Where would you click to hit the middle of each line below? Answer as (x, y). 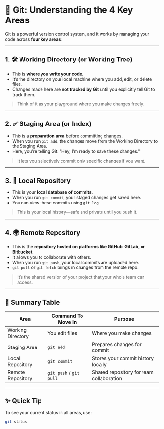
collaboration (107, 378)
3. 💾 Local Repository (38, 180)
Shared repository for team (123, 372)
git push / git (63, 373)
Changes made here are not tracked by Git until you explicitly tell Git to (83, 89)
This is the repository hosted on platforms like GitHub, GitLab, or (78, 247)
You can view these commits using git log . (56, 203)
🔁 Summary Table (32, 302)
